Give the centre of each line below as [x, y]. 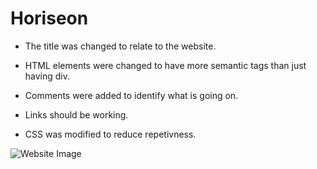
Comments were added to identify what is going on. [131, 95]
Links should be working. [76, 114]
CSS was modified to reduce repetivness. [110, 134]
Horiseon [49, 18]
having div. [47, 76]
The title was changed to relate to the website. [120, 46]
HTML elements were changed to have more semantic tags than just [165, 65]
